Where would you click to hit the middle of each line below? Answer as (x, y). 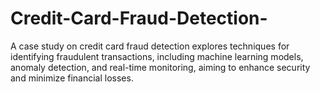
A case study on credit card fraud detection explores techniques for (150, 46)
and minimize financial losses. (72, 78)
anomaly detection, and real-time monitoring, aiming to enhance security (160, 67)
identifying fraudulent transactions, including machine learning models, (157, 56)
